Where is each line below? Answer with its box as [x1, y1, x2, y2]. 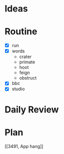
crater [19, 53, 32, 60]
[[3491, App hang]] [4, 143, 44, 149]
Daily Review [4, 103, 59, 115]
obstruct [19, 75, 37, 81]
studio [11, 86, 25, 92]
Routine [4, 26, 38, 37]
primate [19, 59, 35, 65]
